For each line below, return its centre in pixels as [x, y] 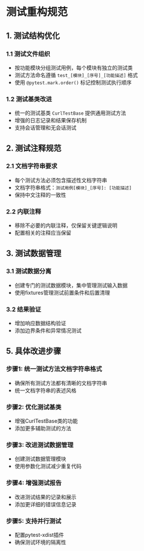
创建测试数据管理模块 [40, 459]
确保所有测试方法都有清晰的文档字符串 [61, 383]
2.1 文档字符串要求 [32, 166]
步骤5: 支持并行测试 [34, 521]
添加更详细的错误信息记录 [45, 504]
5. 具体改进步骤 [34, 351]
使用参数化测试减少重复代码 [48, 466]
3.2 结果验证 [24, 309]
